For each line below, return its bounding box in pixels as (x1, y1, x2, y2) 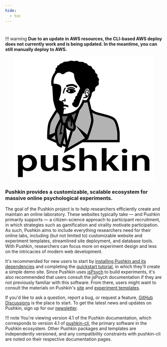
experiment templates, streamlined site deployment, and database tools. (5, 238, 154, 244)
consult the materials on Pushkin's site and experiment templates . (5, 284, 141, 290)
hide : (5, 8, 16, 13)
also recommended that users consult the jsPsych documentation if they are (5, 274, 162, 280)
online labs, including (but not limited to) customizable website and (5, 232, 143, 238)
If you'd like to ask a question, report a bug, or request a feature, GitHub (5, 294, 153, 300)
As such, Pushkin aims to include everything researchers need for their (5, 227, 151, 233)
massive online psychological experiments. (5, 194, 113, 201)
